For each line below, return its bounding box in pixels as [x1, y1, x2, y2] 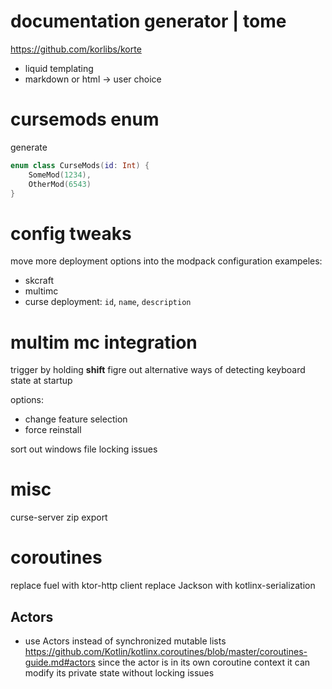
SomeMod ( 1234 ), [28, 170, 92, 180]
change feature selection [24, 413, 128, 425]
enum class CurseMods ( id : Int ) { [10, 160, 150, 170]
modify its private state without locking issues [24, 666, 215, 679]
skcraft [24, 275, 54, 287]
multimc [24, 285, 59, 297]
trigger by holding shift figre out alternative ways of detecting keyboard [10, 364, 306, 376]
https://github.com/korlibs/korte [10, 43, 142, 55]
